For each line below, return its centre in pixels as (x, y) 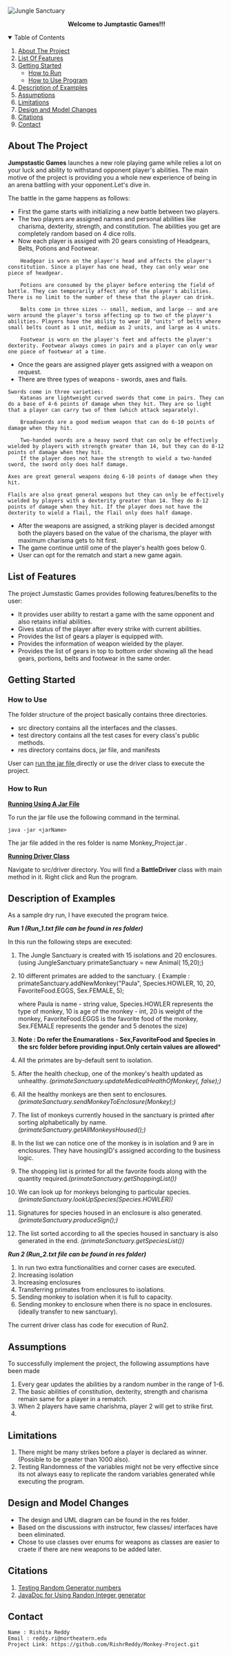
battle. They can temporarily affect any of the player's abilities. (110, 291)
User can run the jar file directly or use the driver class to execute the (107, 763)
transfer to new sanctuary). (79, 1312)
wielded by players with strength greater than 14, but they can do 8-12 (116, 446)
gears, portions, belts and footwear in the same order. (94, 658)
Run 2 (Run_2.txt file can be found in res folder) (77, 1254)
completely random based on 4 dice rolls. (77, 233)
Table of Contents (39, 37)
